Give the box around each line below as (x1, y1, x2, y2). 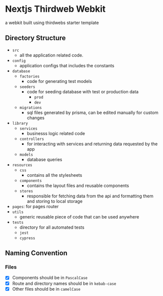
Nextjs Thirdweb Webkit (5, 3, 106, 15)
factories (19, 74, 40, 79)
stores (19, 188, 33, 193)
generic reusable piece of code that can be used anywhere (19, 214, 139, 219)
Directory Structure (5, 34, 66, 42)
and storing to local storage (27, 198, 82, 204)
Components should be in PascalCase (12, 275, 88, 281)
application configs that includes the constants (19, 62, 114, 68)
